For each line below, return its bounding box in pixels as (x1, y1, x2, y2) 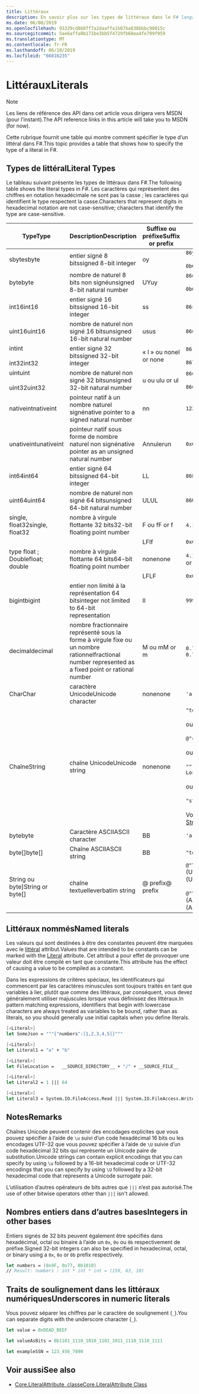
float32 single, (9, 521, 48, 529)
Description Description (69, 232, 137, 240)
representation (69, 612, 111, 620)
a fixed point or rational (69, 666, 134, 674)
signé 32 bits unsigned (69, 376, 132, 384)
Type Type (22, 232, 51, 240)
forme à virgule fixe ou (69, 636, 132, 644)
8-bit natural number (69, 286, 129, 294)
